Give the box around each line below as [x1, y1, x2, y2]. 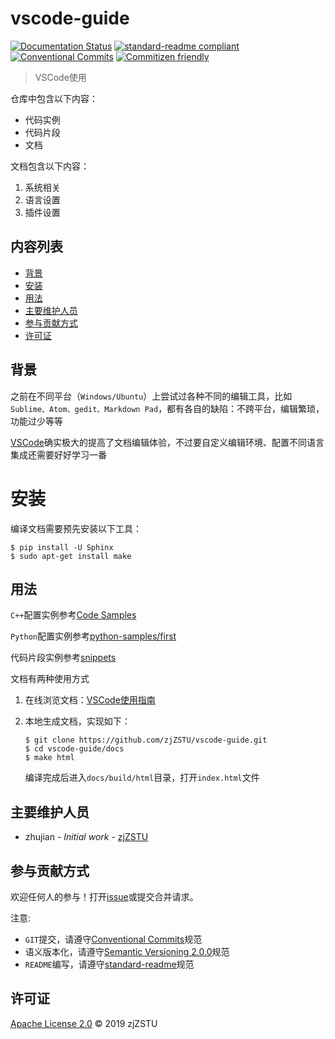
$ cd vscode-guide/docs [24, 744, 125, 754]
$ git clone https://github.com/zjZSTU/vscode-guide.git [24, 735, 268, 746]
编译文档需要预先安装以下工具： [10, 522, 142, 534]
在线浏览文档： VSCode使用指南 [24, 694, 156, 706]
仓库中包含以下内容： [10, 92, 98, 104]
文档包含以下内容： [10, 160, 90, 172]
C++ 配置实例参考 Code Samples [10, 609, 137, 621]
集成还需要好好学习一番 [10, 448, 107, 461]
